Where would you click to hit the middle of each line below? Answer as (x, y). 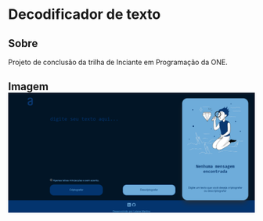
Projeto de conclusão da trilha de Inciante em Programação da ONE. (118, 62)
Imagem (29, 87)
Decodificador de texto (85, 14)
